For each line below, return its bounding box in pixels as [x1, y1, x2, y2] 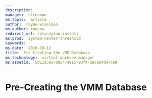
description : [5, 7, 33, 13]
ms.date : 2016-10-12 [5, 45, 52, 51]
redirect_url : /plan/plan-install [5, 31, 79, 36]
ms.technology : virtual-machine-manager [5, 55, 95, 60]
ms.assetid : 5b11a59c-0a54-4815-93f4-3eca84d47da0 [5, 60, 117, 65]
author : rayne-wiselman [5, 21, 58, 27]
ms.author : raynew [5, 27, 44, 32]
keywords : [5, 41, 27, 46]
